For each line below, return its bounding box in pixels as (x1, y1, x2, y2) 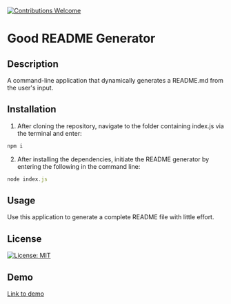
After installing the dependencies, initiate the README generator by (17, 155, 210, 163)
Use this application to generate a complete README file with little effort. (7, 213, 214, 221)
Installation (7, 103, 57, 115)
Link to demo (7, 290, 45, 298)
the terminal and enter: (17, 129, 82, 137)
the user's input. (7, 83, 54, 92)
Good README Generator (7, 31, 156, 46)
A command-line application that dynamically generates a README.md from (7, 77, 224, 84)
